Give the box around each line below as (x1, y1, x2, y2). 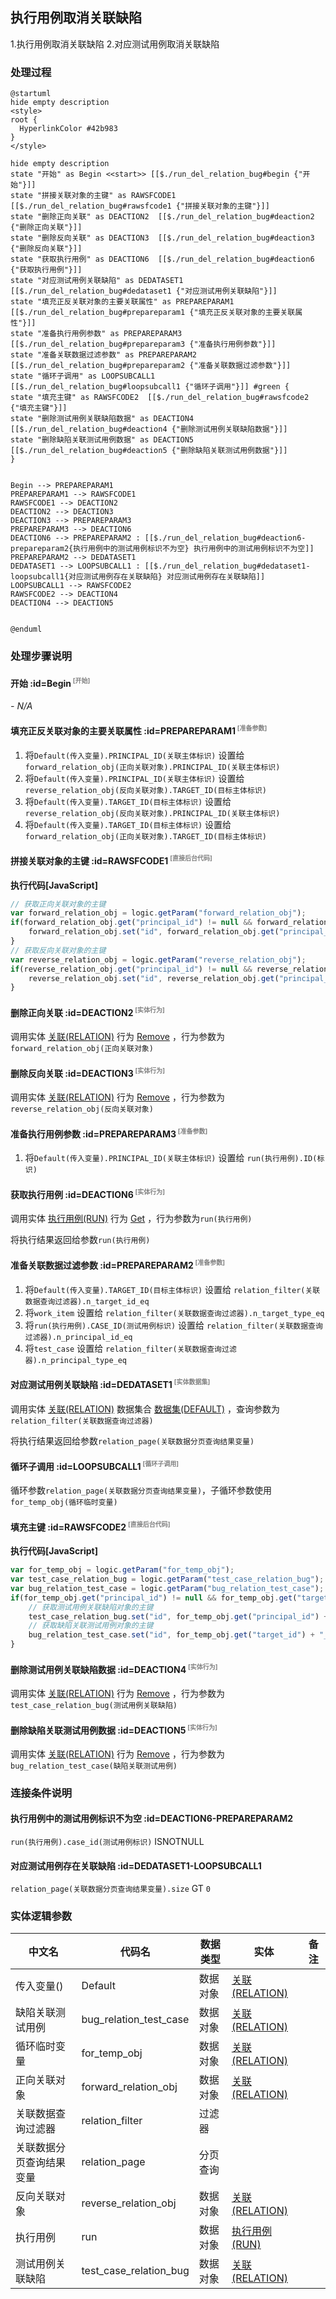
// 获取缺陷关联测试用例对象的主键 (28, 1621, 154, 1631)
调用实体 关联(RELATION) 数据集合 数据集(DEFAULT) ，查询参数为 (10, 1403, 280, 1415)
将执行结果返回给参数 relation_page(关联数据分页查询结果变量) (10, 1434, 255, 1447)
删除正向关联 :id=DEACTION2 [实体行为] (10, 1005, 165, 1018)
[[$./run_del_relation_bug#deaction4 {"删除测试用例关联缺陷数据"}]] (10, 424, 288, 435)
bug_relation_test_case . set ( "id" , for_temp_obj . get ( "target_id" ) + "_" (28, 1630, 333, 1640)
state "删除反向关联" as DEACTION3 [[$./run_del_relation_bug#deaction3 (10, 233, 315, 243)
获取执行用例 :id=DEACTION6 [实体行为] (10, 1187, 166, 1200)
